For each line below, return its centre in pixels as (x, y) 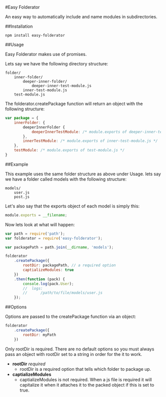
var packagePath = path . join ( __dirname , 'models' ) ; (59, 247)
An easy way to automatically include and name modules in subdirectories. (81, 17)
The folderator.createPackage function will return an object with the (74, 104)
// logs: (33, 288)
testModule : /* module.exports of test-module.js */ (69, 150)
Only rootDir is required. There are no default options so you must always (80, 349)
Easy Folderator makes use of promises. (46, 54)
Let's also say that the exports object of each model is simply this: (72, 206)
